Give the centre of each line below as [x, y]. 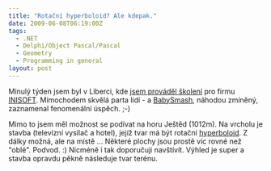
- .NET [27, 38]
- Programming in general [59, 61]
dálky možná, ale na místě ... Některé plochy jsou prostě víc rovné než [125, 141]
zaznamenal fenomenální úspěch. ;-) [70, 108]
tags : [17, 31]
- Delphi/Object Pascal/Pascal [68, 46]
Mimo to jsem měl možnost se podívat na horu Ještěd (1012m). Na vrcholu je [135, 124]
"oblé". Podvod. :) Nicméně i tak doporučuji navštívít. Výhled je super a [127, 149]
